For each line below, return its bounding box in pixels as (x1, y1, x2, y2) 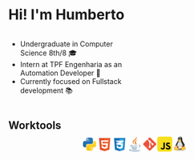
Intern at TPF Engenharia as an (19, 59, 123, 69)
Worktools (8, 118, 62, 133)
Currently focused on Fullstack (19, 76, 122, 86)
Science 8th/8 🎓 (19, 48, 78, 58)
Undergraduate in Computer (19, 38, 114, 49)
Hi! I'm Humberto (8, 6, 125, 24)
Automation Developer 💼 (19, 68, 101, 78)
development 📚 (19, 86, 74, 95)
